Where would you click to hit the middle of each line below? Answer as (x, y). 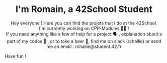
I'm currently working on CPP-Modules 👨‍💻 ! (84, 28)
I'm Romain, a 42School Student (84, 9)
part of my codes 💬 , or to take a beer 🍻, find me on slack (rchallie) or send (84, 41)
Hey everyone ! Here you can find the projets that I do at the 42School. (84, 23)
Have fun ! (15, 56)
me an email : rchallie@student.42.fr (84, 46)
